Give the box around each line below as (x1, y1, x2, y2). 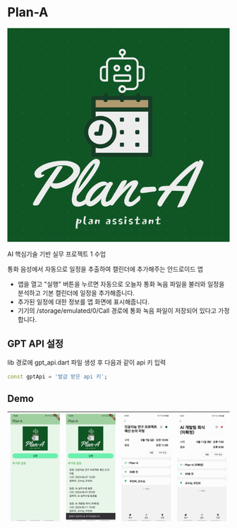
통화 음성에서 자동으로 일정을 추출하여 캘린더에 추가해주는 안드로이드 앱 (7, 265, 203, 273)
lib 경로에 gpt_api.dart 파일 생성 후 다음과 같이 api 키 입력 (7, 358, 166, 367)
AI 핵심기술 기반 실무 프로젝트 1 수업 (7, 249, 107, 258)
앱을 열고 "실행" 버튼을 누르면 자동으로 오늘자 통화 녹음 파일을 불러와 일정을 (17, 280, 225, 288)
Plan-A (7, 4, 49, 21)
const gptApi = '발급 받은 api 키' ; (7, 373, 108, 380)
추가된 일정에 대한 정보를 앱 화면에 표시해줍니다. (17, 297, 150, 306)
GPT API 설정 (7, 338, 64, 350)
